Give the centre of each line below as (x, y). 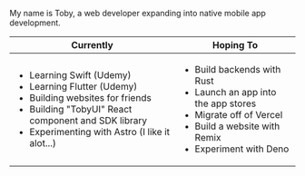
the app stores (226, 103)
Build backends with (238, 69)
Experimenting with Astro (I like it (100, 132)
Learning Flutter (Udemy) (84, 87)
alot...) (43, 143)
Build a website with (237, 126)
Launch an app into (236, 92)
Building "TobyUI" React (81, 109)
